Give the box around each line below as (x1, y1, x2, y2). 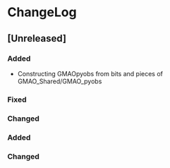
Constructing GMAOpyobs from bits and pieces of (17, 69, 164, 78)
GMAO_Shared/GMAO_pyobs (17, 77, 102, 85)
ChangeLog (7, 4, 77, 20)
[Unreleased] (7, 32, 67, 44)
